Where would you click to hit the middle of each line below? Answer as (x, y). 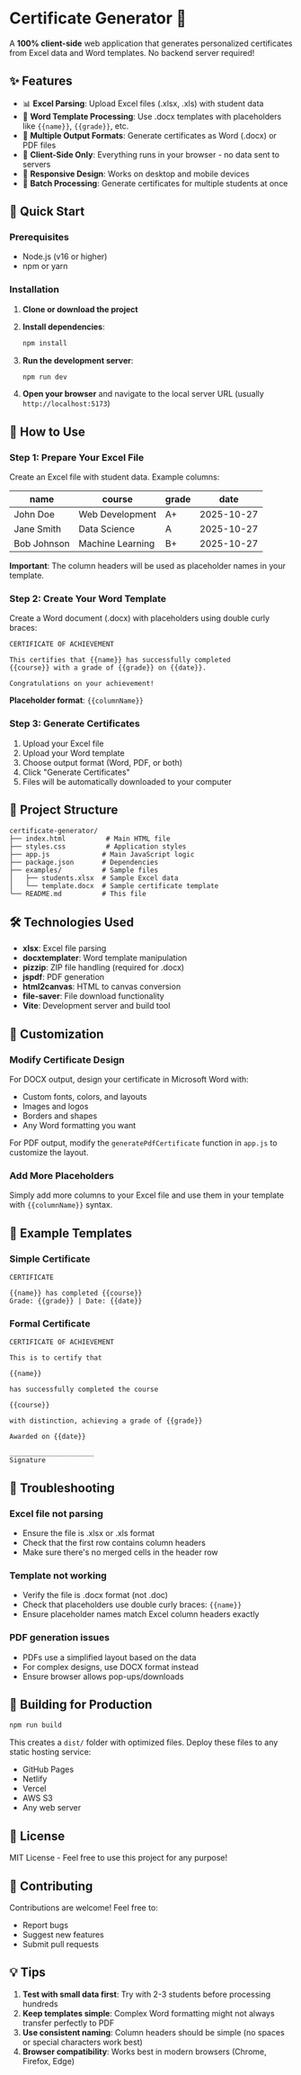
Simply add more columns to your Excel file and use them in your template (147, 1195)
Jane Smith (38, 529)
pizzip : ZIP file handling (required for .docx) (103, 967)
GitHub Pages (48, 1770)
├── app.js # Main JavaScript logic (102, 854)
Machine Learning (117, 543)
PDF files (39, 145)
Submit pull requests (60, 1944)
